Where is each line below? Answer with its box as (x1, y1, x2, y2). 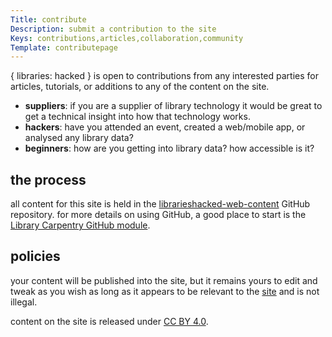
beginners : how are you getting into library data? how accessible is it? (24, 142, 315, 155)
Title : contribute (10, 14, 87, 25)
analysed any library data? (24, 132, 134, 144)
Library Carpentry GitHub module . (10, 219, 151, 231)
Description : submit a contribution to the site (10, 24, 217, 34)
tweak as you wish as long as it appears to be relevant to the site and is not (10, 285, 320, 297)
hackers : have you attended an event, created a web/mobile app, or (24, 121, 306, 133)
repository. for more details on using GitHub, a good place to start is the (10, 209, 307, 221)
